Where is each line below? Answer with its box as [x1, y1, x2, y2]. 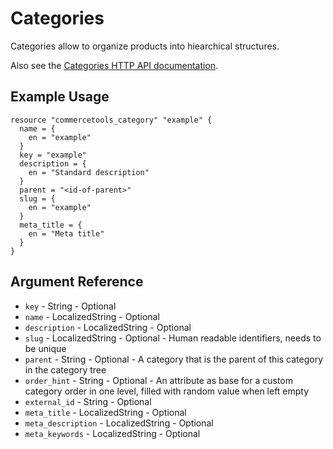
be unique [24, 342, 67, 354]
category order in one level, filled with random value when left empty [24, 385, 310, 397]
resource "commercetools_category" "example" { [10, 115, 213, 125]
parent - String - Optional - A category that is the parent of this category [24, 353, 324, 365]
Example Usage [10, 88, 110, 106]
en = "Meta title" [28, 228, 105, 239]
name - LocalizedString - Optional [24, 310, 160, 322]
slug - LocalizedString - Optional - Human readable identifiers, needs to [24, 332, 322, 344]
